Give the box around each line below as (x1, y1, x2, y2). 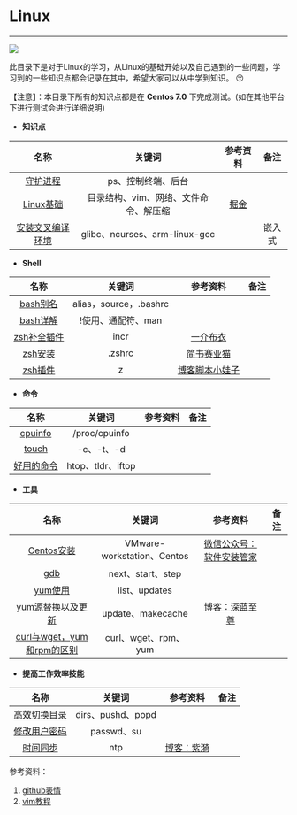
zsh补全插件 (13, 330, 65, 342)
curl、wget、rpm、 (104, 631, 186, 643)
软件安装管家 (203, 550, 258, 563)
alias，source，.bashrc (72, 297, 170, 310)
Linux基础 (22, 197, 64, 210)
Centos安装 (27, 544, 76, 557)
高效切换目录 (13, 708, 68, 720)
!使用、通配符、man (79, 314, 163, 327)
